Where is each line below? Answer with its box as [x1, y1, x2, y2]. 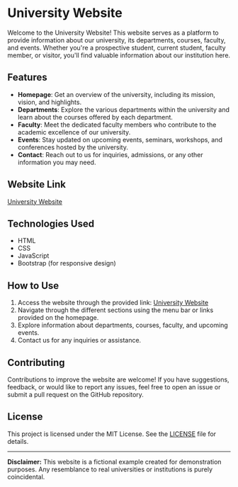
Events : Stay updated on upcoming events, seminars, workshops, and [17, 135, 223, 144]
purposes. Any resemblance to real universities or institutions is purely [7, 465, 213, 474]
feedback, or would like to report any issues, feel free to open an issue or [7, 383, 221, 391]
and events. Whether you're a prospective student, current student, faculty [7, 43, 226, 52]
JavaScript [17, 251, 50, 260]
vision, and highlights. [17, 98, 82, 106]
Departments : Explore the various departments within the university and [17, 105, 230, 114]
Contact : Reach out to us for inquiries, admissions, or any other [17, 150, 203, 159]
